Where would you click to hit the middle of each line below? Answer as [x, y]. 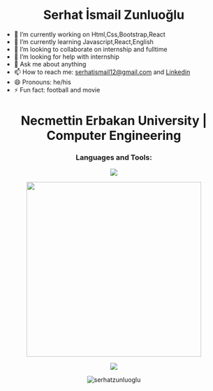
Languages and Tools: [114, 157]
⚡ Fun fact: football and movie [57, 90]
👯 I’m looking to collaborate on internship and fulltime [90, 49]
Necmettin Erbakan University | [114, 121]
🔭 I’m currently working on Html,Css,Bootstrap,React [89, 34]
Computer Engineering [114, 136]
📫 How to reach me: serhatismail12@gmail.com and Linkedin [102, 72]
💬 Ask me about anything [50, 64]
